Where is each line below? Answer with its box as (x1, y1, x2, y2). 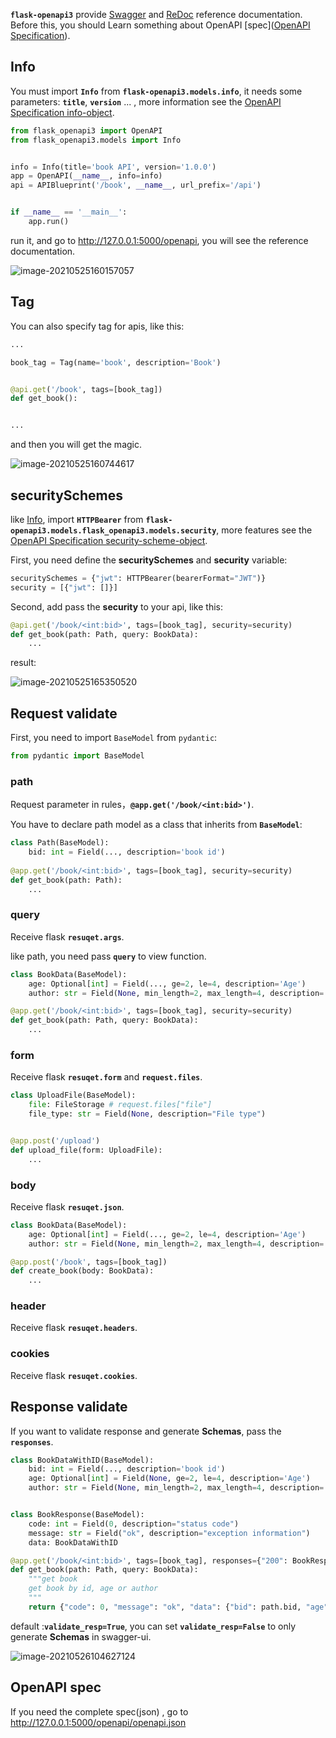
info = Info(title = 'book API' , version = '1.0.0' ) (10, 162, 217, 172)
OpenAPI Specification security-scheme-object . (10, 534, 208, 546)
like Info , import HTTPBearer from (10, 513, 144, 525)
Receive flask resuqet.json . (10, 1200, 125, 1213)
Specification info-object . (10, 106, 115, 118)
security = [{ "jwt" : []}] (10, 582, 118, 593)
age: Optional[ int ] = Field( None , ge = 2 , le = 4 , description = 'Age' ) (28, 1474, 311, 1484)
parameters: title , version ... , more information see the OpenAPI (10, 95, 282, 108)
